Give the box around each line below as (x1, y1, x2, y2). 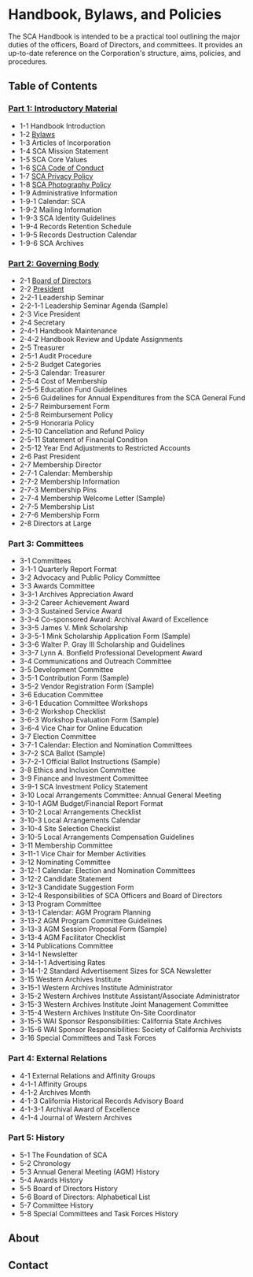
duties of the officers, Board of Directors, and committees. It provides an (8, 39, 244, 49)
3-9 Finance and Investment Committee (19, 774, 148, 783)
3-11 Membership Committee (19, 841, 113, 850)
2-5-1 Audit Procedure (19, 351, 93, 360)
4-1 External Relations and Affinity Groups (19, 1071, 156, 1080)
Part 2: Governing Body (8, 258, 100, 269)
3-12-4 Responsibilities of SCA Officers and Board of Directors (19, 891, 222, 900)
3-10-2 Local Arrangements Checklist (19, 807, 141, 817)
